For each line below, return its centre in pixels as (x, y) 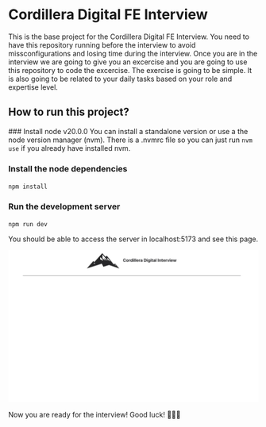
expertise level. (33, 87)
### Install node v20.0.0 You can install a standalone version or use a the (128, 131)
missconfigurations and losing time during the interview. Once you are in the (133, 53)
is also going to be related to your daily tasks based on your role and (120, 79)
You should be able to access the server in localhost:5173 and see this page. (133, 239)
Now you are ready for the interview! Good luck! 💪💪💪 (94, 414)
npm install (28, 187)
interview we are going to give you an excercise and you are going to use (128, 62)
